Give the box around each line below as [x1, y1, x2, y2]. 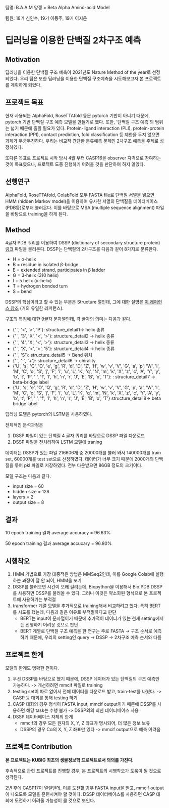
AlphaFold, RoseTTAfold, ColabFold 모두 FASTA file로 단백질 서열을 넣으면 [5, 192, 155, 198]
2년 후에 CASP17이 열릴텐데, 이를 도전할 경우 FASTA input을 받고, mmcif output [5, 785, 164, 791]
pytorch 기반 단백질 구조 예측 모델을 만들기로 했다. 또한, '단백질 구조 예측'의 [5, 118, 154, 125]
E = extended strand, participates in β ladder [12, 267, 105, 273]
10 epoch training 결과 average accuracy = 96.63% [5, 530, 111, 536]
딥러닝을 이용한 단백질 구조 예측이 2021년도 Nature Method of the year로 [5, 69, 151, 75]
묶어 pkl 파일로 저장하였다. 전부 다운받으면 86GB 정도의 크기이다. [14, 462, 143, 469]
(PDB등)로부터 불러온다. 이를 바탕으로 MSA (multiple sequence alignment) [5, 204, 155, 210]
